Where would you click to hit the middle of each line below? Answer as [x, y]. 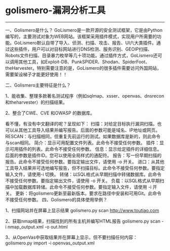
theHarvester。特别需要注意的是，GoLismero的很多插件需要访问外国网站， [83, 68]
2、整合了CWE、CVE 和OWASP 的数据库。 [50, 113]
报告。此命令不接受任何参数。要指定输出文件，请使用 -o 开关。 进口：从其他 [85, 161]
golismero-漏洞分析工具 [55, 10]
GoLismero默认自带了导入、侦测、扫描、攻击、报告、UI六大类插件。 [85, 43]
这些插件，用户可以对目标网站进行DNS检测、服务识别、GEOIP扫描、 [81, 49]
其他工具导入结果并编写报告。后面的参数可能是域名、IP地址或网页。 [89, 130]
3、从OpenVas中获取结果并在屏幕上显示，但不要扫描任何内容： [71, 237]
